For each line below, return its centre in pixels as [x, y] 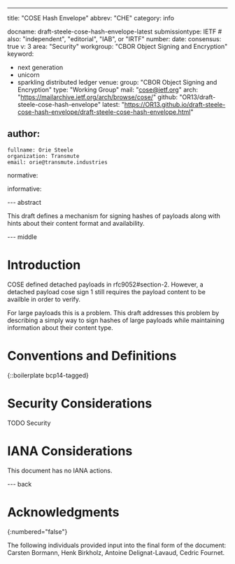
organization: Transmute [43, 156]
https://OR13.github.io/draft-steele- [175, 104]
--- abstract [24, 202]
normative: [23, 175]
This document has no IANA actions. [60, 470]
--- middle [22, 237]
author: [24, 134]
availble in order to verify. [44, 299]
